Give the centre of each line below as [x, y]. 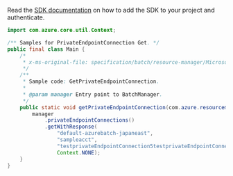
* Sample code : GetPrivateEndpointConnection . [91, 82]
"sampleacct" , [77, 140]
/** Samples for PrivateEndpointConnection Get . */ [83, 42]
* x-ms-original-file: [55, 62]
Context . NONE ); [78, 152]
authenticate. [26, 17]
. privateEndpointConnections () [89, 120]
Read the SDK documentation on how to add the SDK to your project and [111, 10]
